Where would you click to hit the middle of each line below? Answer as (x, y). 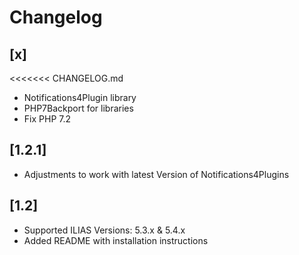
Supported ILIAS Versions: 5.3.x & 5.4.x (104, 230)
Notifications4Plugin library (80, 97)
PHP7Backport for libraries (78, 108)
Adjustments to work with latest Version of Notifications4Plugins (156, 174)
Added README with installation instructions (116, 240)
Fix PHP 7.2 (47, 119)
